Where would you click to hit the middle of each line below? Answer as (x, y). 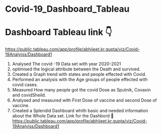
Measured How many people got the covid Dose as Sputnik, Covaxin (81, 90)
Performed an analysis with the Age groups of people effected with (80, 80)
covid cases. (25, 85)
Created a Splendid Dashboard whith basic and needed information (80, 111)
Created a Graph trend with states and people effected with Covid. (79, 74)
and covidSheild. (29, 95)
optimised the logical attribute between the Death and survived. (76, 69)
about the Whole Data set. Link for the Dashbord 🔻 (63, 116)
